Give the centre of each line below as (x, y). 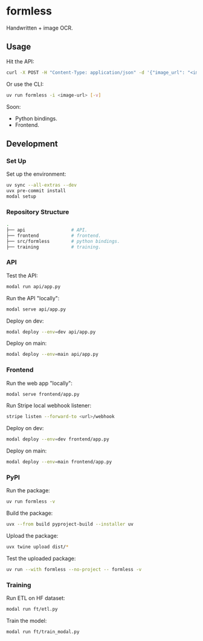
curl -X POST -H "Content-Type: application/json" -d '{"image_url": (96, 72)
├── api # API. (47, 230)
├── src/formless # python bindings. (63, 241)
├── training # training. (54, 247)
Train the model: (27, 621)
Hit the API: (20, 61)
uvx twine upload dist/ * (37, 547)
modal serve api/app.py (36, 309)
